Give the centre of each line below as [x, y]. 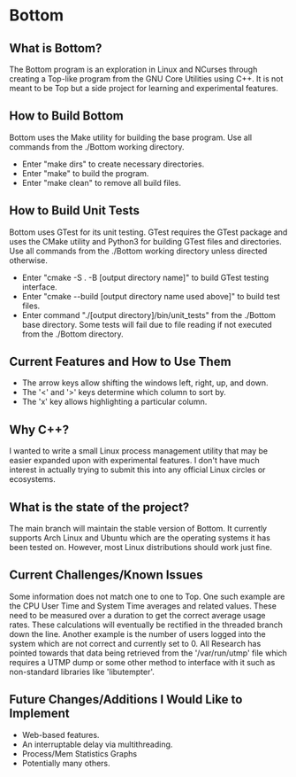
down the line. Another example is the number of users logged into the [138, 633]
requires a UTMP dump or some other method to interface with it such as [142, 662]
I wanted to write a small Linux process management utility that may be [138, 451]
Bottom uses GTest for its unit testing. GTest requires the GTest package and [148, 232]
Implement [39, 714]
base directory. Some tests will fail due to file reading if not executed [147, 324]
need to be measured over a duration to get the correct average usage [137, 615]
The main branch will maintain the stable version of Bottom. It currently [138, 529]
